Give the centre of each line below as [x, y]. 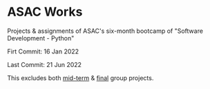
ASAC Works [45, 12]
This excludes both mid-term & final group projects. [80, 78]
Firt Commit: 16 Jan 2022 [43, 51]
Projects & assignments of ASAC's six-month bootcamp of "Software [105, 31]
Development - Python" [41, 38]
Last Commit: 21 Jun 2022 [44, 64]
